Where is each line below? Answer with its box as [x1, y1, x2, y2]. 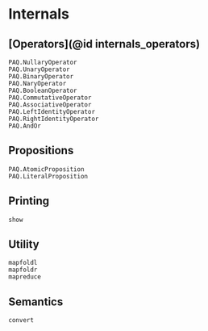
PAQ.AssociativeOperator [8, 101, 92, 109]
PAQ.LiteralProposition [8, 172, 89, 180]
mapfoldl [8, 259, 38, 267]
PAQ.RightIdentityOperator [8, 115, 99, 123]
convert [8, 316, 35, 325]
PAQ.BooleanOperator [8, 86, 78, 94]
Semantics [8, 295, 64, 308]
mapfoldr [8, 266, 38, 274]
